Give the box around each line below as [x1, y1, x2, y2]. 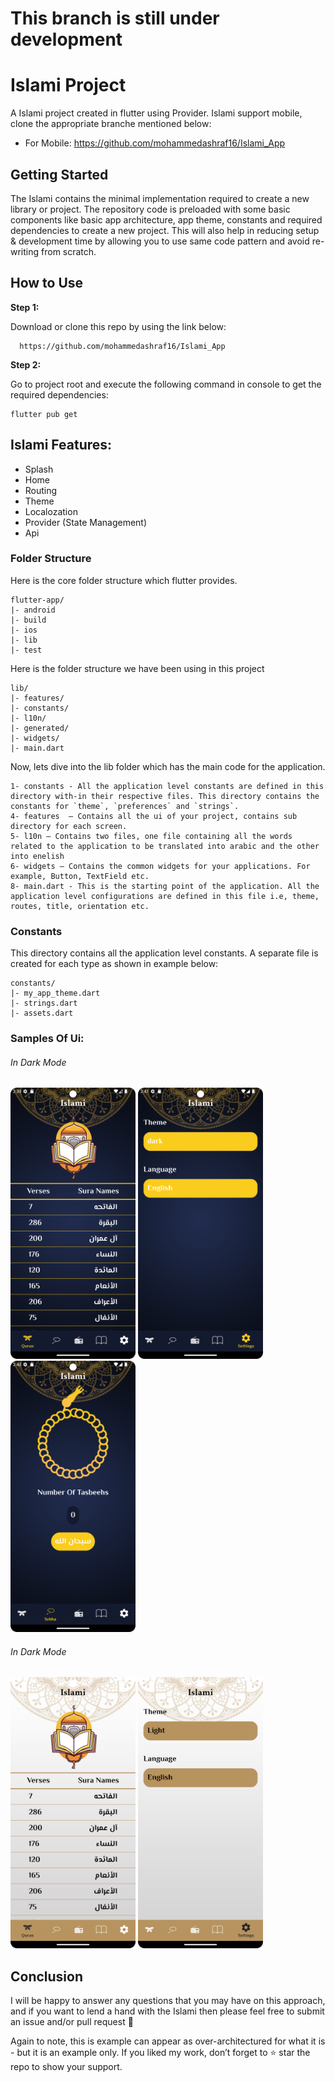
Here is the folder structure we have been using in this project [10, 662, 265, 674]
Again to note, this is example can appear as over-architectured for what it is [10, 2035, 326, 2047]
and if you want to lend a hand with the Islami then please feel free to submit [10, 2005, 325, 2017]
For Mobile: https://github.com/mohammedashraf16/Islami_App [24, 137, 286, 149]
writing [10, 245, 40, 257]
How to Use [10, 275, 84, 292]
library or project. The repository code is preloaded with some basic [10, 203, 291, 215]
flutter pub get [10, 409, 78, 419]
